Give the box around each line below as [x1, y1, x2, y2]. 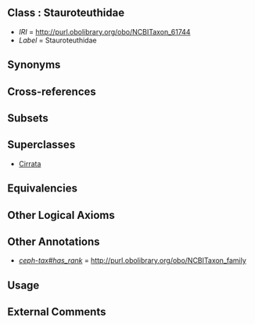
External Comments [7, 305, 106, 319]
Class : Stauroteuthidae [7, 6, 125, 20]
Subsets [7, 111, 48, 125]
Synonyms [7, 58, 61, 71]
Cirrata [18, 158, 41, 168]
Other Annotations [7, 235, 100, 248]
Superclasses [7, 138, 76, 151]
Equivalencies [7, 182, 77, 195]
